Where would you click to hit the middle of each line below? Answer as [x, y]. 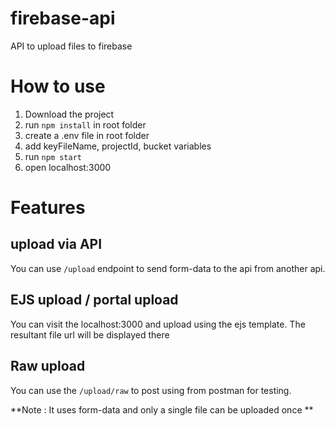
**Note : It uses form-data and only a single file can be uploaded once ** [162, 409]
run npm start [53, 156]
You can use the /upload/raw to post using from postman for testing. [151, 390]
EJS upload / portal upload [94, 300]
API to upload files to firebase [71, 46]
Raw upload [48, 366]
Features [48, 208]
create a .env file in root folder [87, 135]
